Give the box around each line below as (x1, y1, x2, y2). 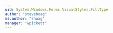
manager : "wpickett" (5, 20, 47, 26)
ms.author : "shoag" (5, 16, 45, 21)
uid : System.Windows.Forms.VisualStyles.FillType (5, 7, 109, 12)
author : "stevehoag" (5, 12, 47, 16)
